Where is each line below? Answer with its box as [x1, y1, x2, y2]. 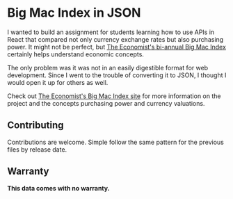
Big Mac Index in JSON [7, 5, 141, 21]
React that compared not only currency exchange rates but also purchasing [7, 35, 224, 43]
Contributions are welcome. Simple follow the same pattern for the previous [7, 138, 224, 146]
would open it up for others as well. [7, 78, 109, 86]
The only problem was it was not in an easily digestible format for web [7, 63, 209, 72]
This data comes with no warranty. [7, 184, 110, 192]
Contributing [7, 120, 64, 132]
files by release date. [7, 145, 67, 154]
